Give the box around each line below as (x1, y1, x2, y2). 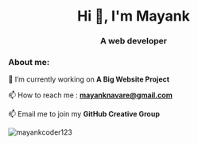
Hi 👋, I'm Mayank (76, 7, 191, 25)
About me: (8, 57, 50, 68)
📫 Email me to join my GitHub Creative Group (8, 109, 161, 119)
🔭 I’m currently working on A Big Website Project (8, 74, 169, 84)
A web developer (100, 36, 167, 47)
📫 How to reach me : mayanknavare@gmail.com (8, 90, 173, 100)
